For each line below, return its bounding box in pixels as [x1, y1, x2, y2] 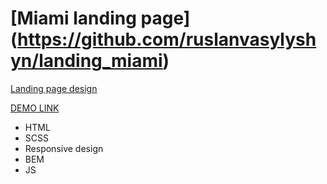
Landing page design [10, 82, 98, 94]
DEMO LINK [10, 102, 60, 114]
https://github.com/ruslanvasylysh [17, 28, 317, 51]
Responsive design [24, 142, 104, 154]
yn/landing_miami [10, 50, 163, 72]
